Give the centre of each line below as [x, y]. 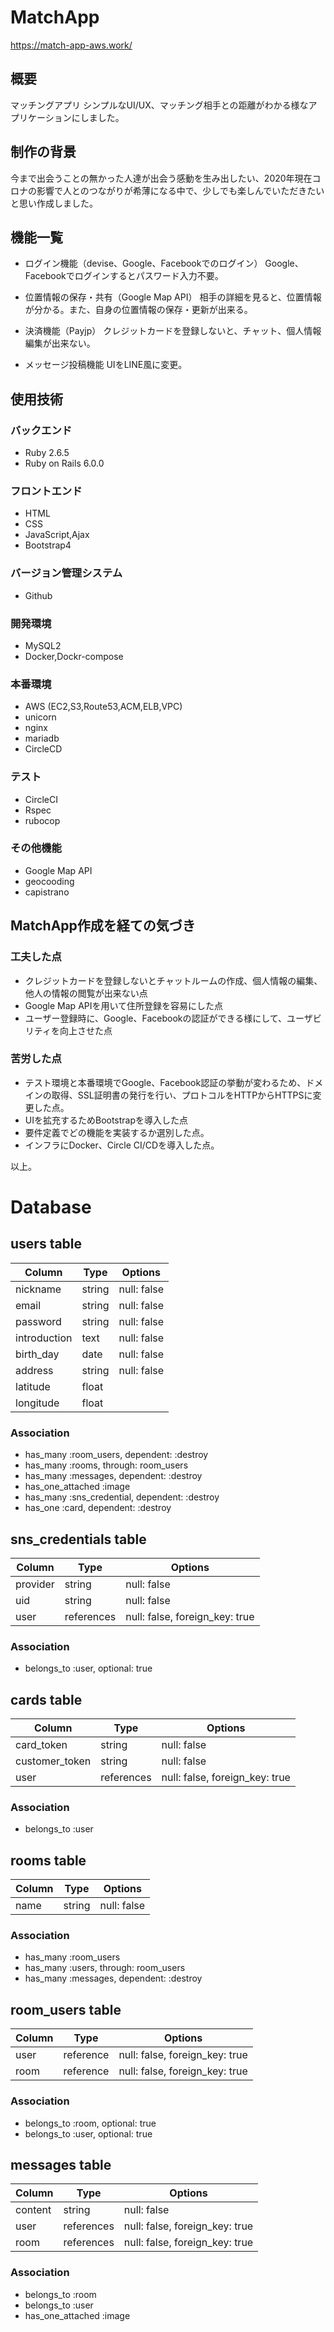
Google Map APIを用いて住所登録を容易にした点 [124, 1005]
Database [51, 1207]
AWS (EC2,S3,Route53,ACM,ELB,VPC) [103, 707]
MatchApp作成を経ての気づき [103, 926]
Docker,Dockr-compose [74, 656]
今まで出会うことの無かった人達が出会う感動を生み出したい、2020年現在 [161, 178]
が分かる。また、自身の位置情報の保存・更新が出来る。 [138, 310]
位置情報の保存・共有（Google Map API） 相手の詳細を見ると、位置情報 [173, 297]
